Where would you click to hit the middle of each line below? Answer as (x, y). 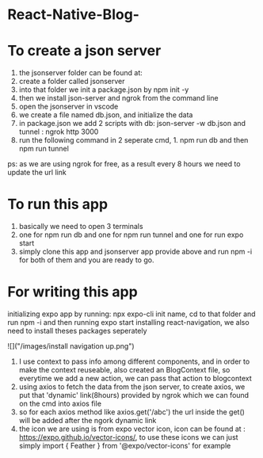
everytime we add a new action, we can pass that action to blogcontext (135, 378)
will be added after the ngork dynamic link (88, 420)
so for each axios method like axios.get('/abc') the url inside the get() (131, 412)
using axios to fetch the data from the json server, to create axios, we (132, 387)
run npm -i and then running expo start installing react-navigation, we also (129, 322)
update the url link (37, 173)
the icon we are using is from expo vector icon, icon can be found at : (132, 429)
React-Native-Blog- (74, 15)
